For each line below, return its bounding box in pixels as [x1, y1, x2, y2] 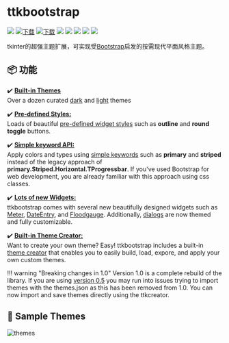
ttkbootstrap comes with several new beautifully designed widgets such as [7, 203, 218, 211]
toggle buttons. [7, 127, 51, 135]
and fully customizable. [7, 217, 73, 226]
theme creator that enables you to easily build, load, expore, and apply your [7, 248, 220, 257]
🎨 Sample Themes [7, 311, 86, 322]
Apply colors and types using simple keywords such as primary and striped [7, 150, 221, 158]
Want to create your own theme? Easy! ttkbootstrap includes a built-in [7, 241, 204, 249]
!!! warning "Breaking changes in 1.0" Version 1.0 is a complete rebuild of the [7, 268, 222, 277]
